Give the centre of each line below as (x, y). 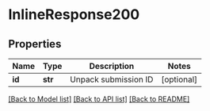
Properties (35, 44)
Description (112, 66)
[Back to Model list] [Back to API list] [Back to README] (99, 99)
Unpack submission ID (112, 79)
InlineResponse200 (74, 15)
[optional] (179, 79)
